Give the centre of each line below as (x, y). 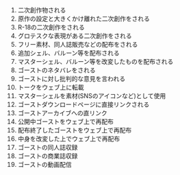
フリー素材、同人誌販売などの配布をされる (78, 44)
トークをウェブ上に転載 (51, 87)
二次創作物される (42, 10)
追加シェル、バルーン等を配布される (69, 53)
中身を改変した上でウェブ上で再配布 (69, 139)
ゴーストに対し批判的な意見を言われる (72, 79)
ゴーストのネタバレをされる (57, 70)
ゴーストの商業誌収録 (48, 156)
